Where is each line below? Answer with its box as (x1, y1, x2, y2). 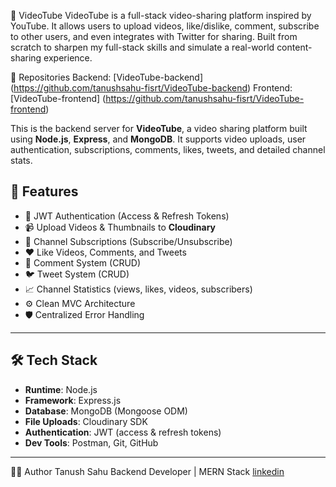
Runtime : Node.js (24, 383, 98, 395)
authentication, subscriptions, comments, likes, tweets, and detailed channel (10, 144, 326, 155)
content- (276, 41, 313, 53)
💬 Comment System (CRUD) (24, 256, 142, 269)
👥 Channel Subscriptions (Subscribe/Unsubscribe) (24, 235, 233, 247)
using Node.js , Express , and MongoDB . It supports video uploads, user (10, 133, 307, 145)
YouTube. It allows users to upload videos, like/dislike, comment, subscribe (10, 20, 320, 32)
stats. (10, 155, 33, 166)
